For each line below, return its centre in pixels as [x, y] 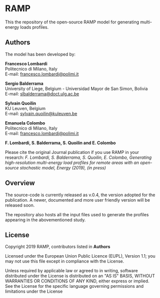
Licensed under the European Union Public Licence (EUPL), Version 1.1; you [80, 256]
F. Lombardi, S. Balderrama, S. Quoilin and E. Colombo [61, 143]
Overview [20, 183]
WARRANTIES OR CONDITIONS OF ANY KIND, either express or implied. [77, 281]
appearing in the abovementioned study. [45, 220]
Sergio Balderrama [24, 83]
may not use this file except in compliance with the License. [65, 261]
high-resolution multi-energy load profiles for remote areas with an [72, 162]
